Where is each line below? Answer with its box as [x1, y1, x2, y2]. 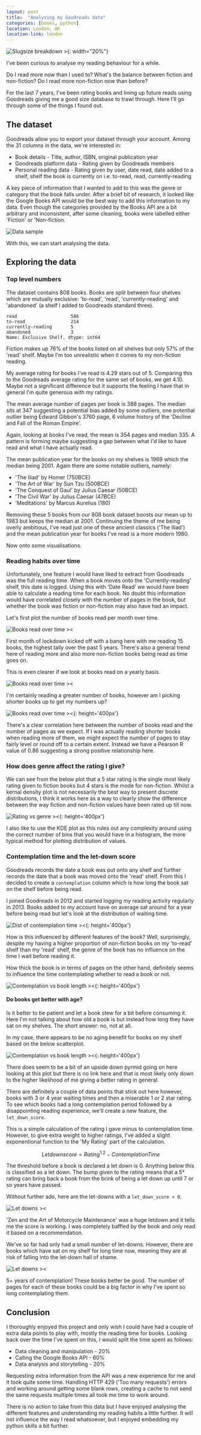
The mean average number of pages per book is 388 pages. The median [6, 400, 186, 407]
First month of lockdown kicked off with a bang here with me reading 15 [6, 637, 184, 644]
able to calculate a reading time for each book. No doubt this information [6, 590, 186, 597]
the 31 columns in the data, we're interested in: [6, 142, 122, 149]
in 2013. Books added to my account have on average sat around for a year [6, 903, 192, 910]
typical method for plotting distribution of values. [6, 838, 127, 845]
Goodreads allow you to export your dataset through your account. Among [6, 135, 191, 142]
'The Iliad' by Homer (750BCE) [14, 473, 91, 481]
